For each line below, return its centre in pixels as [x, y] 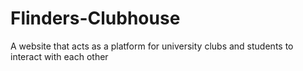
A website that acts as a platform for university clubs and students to [152, 46]
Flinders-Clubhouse [95, 18]
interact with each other [59, 56]
